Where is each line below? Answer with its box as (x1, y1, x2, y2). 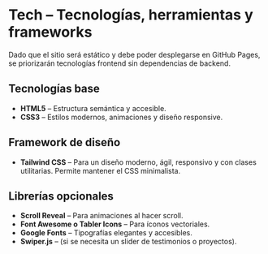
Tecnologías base (8, 82, 100, 96)
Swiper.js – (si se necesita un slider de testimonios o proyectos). (19, 237, 237, 247)
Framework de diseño (8, 136, 121, 149)
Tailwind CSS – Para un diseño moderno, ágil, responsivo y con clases (19, 157, 257, 167)
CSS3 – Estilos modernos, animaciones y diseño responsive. (19, 112, 223, 122)
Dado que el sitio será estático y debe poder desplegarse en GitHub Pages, (8, 50, 261, 59)
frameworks (8, 23, 93, 41)
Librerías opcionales (8, 189, 114, 203)
